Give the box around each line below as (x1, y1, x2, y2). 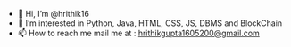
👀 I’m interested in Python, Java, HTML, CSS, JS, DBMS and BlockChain (17, 18, 283, 28)
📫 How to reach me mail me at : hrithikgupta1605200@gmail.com (17, 27, 261, 38)
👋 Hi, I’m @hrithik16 (17, 9, 89, 19)
